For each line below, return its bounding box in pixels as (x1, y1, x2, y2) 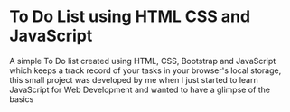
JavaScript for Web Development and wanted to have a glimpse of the (9, 84, 271, 95)
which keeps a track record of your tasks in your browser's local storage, (9, 65, 282, 76)
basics (9, 93, 34, 105)
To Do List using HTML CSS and (9, 6, 251, 27)
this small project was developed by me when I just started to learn (9, 74, 259, 85)
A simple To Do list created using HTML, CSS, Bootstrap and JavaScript (9, 55, 276, 66)
